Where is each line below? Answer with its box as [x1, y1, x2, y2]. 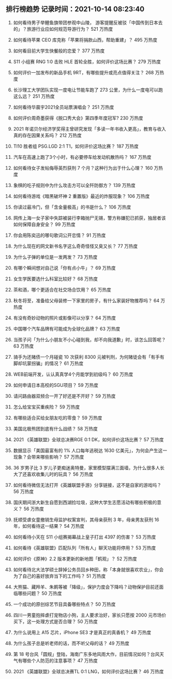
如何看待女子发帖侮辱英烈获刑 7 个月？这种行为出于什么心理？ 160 [13, 164, 153, 171]
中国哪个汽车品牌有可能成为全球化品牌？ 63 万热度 [13, 325, 120, 332]
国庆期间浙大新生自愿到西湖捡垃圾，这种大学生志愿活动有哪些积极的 [13, 499, 157, 505]
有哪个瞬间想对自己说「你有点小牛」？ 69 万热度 [13, 264, 116, 271]
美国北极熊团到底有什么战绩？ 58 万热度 [13, 425, 98, 431]
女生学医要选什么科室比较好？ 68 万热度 [13, 276, 98, 282]
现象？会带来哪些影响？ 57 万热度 [13, 454, 84, 460]
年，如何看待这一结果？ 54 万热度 [13, 523, 85, 529]
